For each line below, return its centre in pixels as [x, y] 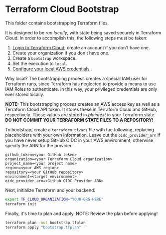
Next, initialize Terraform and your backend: [50, 190]
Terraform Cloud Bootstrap [62, 9]
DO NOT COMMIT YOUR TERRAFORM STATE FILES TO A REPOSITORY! [79, 120]
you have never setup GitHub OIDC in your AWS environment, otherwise [79, 140]
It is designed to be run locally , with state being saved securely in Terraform [83, 32]
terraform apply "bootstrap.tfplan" [43, 227]
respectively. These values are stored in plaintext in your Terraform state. [81, 115]
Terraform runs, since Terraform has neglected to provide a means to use [81, 84]
